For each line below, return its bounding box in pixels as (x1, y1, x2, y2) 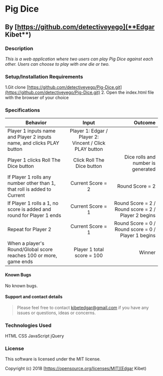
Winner (139, 249, 156, 256)
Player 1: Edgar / (69, 127, 108, 134)
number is (132, 160, 156, 166)
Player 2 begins (120, 212, 156, 219)
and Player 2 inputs (7, 134, 52, 141)
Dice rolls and (124, 154, 156, 161)
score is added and (7, 206, 51, 213)
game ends (7, 258, 33, 265)
